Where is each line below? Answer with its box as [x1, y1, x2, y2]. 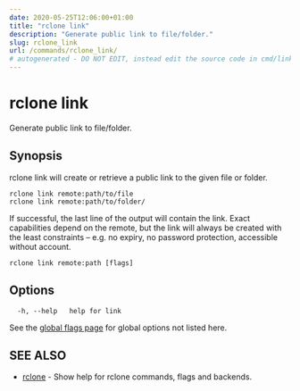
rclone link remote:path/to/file [9, 189, 134, 198]
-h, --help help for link [17, 306, 122, 315]
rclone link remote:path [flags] [9, 258, 134, 268]
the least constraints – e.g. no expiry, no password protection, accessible [9, 231, 279, 242]
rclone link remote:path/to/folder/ [9, 197, 146, 206]
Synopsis [9, 148, 62, 163]
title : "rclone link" [9, 21, 90, 30]
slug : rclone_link [9, 37, 78, 47]
